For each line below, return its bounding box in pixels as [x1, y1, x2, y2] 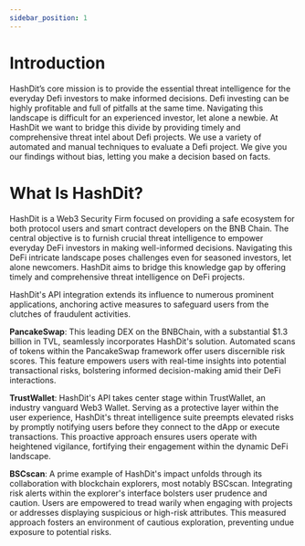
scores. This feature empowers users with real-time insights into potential [9, 355, 287, 366]
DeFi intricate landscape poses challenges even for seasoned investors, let [9, 252, 292, 263]
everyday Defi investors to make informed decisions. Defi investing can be [9, 92, 289, 103]
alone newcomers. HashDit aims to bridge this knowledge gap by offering [9, 261, 286, 272]
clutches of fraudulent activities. [9, 308, 131, 320]
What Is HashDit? [9, 183, 143, 204]
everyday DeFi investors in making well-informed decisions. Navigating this [9, 242, 293, 253]
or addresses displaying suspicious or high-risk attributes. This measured [9, 507, 287, 518]
